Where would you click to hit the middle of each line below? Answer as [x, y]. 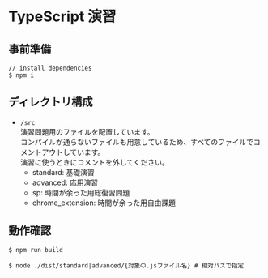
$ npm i [21, 75]
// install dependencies [50, 68]
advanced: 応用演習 [65, 182]
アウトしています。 [73, 152]
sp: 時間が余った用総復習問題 [81, 192]
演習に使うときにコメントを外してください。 [94, 162]
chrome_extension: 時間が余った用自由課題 [104, 203]
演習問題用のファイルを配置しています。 [87, 131]
